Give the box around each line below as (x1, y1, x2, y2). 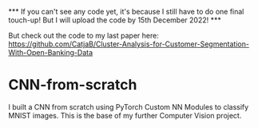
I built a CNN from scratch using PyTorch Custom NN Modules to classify (8, 102, 249, 111)
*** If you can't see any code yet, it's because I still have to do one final (8, 7, 244, 16)
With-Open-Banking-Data (8, 48, 93, 57)
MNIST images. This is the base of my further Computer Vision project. (8, 110, 242, 120)
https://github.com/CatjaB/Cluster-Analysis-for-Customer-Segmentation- (8, 39, 250, 49)
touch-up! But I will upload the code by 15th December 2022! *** (8, 15, 222, 25)
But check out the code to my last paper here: (8, 31, 160, 40)
